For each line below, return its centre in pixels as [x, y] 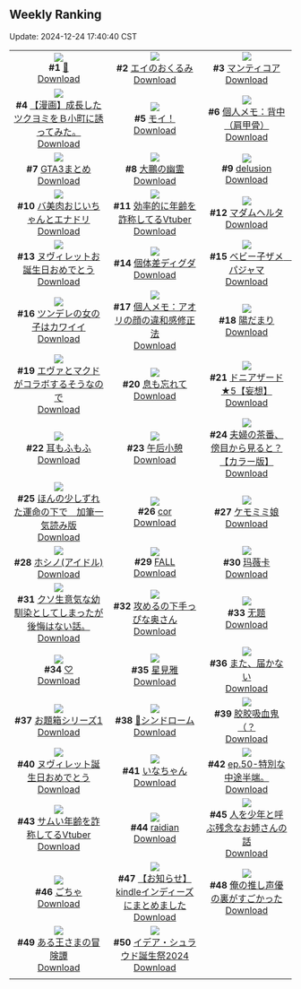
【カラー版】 [246, 461]
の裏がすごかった [246, 898]
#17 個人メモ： [146, 307]
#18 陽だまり [247, 320]
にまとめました [155, 905]
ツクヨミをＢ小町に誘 [59, 118]
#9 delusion [247, 168]
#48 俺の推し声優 [246, 885]
